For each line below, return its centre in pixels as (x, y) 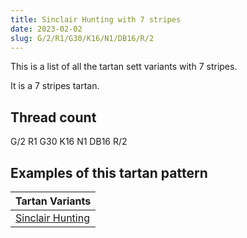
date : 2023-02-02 (46, 29)
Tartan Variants (53, 201)
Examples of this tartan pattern (109, 172)
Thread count (53, 117)
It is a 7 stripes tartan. (55, 86)
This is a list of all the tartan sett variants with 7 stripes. (124, 67)
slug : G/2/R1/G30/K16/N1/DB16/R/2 (82, 38)
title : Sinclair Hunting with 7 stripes (96, 19)
